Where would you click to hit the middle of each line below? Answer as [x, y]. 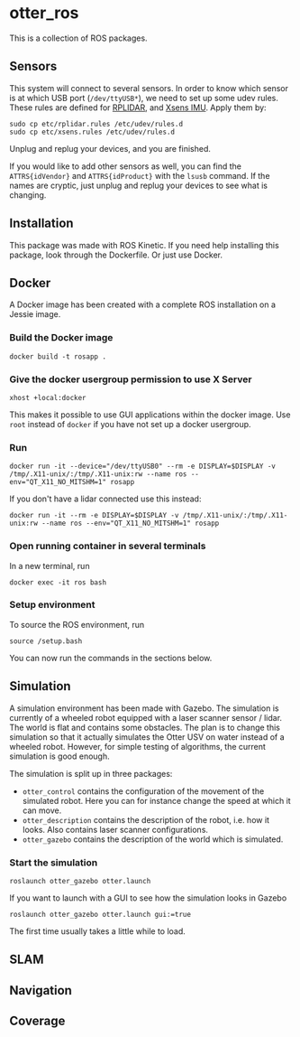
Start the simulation [54, 863]
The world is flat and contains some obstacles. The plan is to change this [145, 727]
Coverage [37, 1021]
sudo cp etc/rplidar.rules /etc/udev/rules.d [96, 124]
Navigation [41, 990]
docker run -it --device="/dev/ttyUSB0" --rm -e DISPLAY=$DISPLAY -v [143, 467]
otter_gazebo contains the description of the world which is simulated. [153, 839]
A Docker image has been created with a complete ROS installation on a [143, 304]
